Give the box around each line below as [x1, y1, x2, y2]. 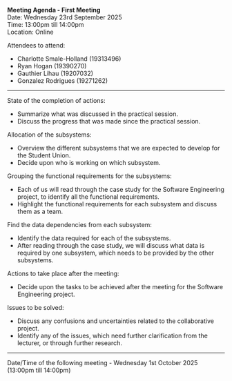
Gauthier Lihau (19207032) [17, 69, 94, 77]
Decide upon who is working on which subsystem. [17, 159, 161, 166]
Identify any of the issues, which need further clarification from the [17, 331, 209, 340]
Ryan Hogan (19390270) [17, 62, 87, 70]
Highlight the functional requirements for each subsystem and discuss [17, 200, 217, 208]
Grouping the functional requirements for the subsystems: [7, 172, 173, 180]
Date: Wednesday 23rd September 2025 [7, 13, 122, 21]
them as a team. [17, 207, 64, 215]
